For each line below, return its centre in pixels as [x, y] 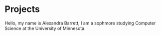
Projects [22, 9]
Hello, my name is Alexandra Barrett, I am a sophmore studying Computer [80, 23]
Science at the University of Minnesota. [45, 28]
